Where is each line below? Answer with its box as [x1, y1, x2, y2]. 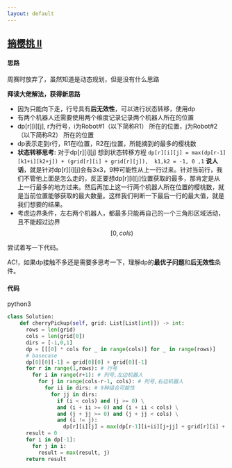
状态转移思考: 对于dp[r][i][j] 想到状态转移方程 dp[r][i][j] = [17, 148, 189, 156]
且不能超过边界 [17, 218, 60, 226]
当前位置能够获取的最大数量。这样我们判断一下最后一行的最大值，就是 [23, 192, 224, 200]
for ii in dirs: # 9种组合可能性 [44, 385, 135, 392]
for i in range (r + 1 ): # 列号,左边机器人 [32, 371, 144, 379]
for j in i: [32, 442, 67, 449]
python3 [7, 300, 31, 308]
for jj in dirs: [51, 391, 98, 398]
